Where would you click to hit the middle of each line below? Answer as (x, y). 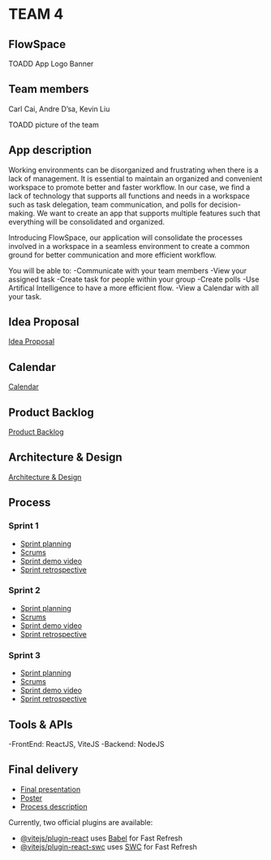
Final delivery (43, 770)
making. (22, 213)
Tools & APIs (41, 725)
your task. (25, 296)
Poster (31, 797)
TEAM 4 (36, 14)
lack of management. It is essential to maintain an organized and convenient (135, 178)
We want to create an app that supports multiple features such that (149, 213)
